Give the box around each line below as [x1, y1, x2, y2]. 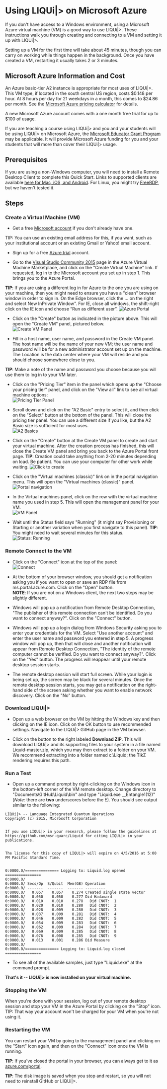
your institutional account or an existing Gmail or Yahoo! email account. [5, 240, 151, 246]
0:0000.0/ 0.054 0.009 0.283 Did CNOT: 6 [5, 921, 117, 926]
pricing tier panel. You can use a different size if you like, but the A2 [12, 417, 152, 423]
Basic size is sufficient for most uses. [12, 423, 89, 429]
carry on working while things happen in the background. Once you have [5, 52, 155, 58]
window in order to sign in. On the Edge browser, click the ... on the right [5, 296, 154, 302]
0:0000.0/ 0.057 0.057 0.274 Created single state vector [5, 890, 146, 895]
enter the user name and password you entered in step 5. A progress [12, 635, 154, 641]
